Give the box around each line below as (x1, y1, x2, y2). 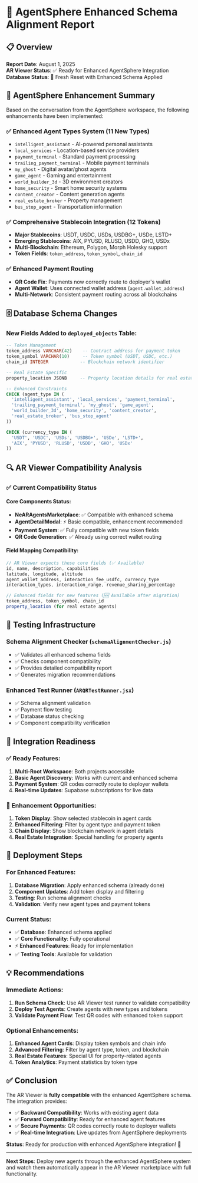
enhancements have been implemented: (6, 112, 104, 120)
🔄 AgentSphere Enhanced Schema (6, 5, 178, 19)
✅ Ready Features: (6, 754, 61, 763)
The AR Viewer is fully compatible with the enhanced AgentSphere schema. (6, 1091, 192, 1098)
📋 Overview (6, 42, 53, 52)
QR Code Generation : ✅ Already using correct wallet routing (14, 533, 162, 540)
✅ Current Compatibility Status (6, 483, 97, 492)
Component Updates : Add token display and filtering (14, 888, 144, 895)
